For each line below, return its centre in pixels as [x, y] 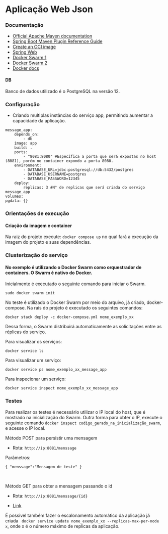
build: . [23, 148]
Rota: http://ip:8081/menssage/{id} [50, 496]
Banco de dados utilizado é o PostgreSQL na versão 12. [63, 91]
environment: [28, 165]
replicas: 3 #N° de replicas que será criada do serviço [84, 187]
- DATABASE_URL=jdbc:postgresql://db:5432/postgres [79, 170]
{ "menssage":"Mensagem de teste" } [44, 467]
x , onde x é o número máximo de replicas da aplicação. [62, 526]
